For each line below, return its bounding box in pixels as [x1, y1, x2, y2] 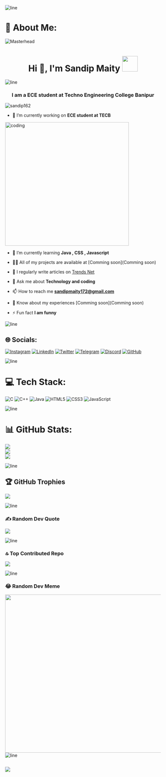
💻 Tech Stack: [5, 377, 66, 388]
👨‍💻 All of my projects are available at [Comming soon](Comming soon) [12, 259, 157, 265]
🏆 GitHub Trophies [5, 478, 66, 486]
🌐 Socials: [5, 336, 38, 344]
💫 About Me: [5, 22, 57, 34]
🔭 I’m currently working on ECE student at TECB [12, 112, 111, 118]
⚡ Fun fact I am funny [12, 310, 57, 316]
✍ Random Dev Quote [5, 515, 60, 522]
